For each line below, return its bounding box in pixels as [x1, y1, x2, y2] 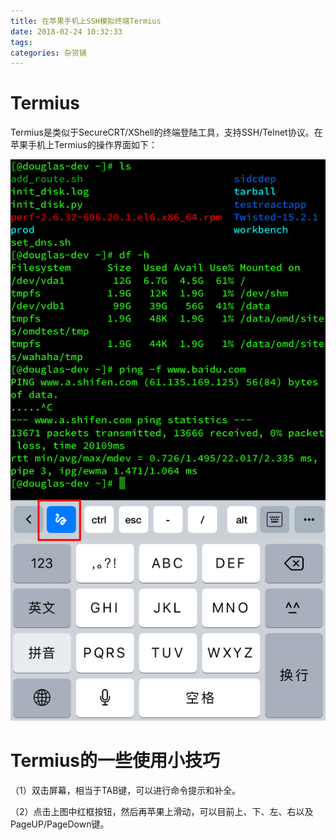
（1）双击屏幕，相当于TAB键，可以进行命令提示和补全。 [10, 784, 242, 796]
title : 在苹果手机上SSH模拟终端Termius [10, 16, 162, 26]
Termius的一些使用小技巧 [10, 749, 221, 772]
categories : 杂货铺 [10, 48, 87, 58]
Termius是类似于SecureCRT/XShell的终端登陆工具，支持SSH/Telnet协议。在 [10, 126, 323, 139]
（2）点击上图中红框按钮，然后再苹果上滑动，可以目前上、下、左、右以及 [10, 805, 314, 817]
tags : [10, 37, 33, 47]
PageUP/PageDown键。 [10, 818, 110, 830]
